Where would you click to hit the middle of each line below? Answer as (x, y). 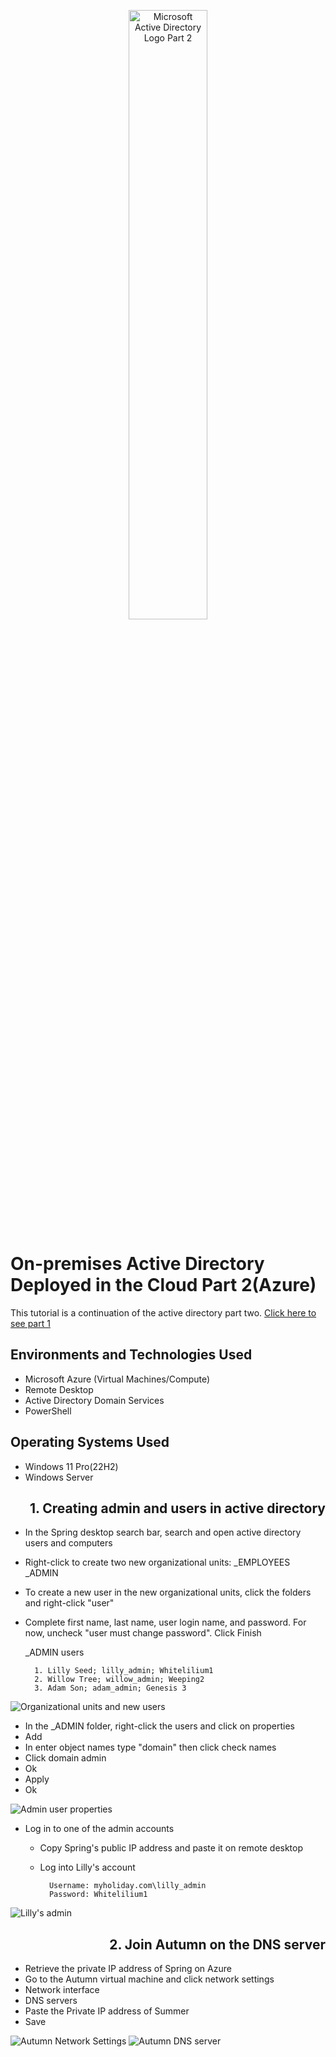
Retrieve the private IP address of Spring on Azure (128, 1969)
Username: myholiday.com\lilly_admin (127, 1886)
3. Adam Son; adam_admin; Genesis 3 (110, 1688)
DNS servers (51, 2001)
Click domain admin (65, 1758)
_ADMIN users (54, 1652)
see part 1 (30, 1323)
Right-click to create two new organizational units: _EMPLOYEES (157, 1562)
